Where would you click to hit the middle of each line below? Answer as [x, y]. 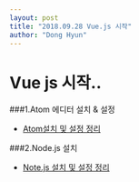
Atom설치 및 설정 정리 [62, 129]
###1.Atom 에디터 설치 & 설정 [62, 109]
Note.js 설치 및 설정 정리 [66, 167]
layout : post [34, 18]
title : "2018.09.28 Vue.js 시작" [71, 26]
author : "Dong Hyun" [49, 35]
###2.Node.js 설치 [44, 148]
